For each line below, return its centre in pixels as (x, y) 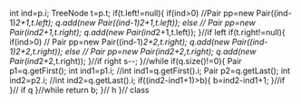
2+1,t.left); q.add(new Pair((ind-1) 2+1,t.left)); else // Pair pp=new (136, 23)
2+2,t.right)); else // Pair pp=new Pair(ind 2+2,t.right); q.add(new (136, 52)
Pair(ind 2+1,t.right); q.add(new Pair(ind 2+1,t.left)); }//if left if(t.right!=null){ (147, 32)
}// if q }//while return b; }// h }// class (79, 90)
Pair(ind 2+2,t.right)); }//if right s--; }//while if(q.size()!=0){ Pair (126, 61)
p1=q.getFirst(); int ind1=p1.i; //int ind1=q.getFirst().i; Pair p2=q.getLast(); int (150, 71)
